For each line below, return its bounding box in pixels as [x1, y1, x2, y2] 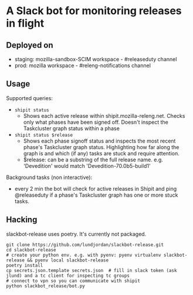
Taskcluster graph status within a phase [23, 125, 120, 132]
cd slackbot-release [6, 247, 57, 253]
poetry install [6, 262, 43, 269]
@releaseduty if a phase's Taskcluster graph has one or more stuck [14, 191, 178, 198]
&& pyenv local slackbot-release [27, 257, 109, 263]
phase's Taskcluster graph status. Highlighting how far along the [23, 143, 180, 151]
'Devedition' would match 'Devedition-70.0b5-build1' [23, 162, 151, 169]
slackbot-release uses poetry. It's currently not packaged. [6, 230, 147, 237]
